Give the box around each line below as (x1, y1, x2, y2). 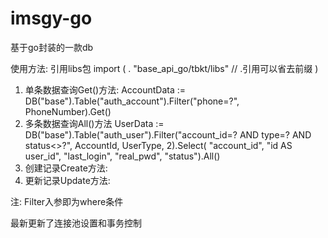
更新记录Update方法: (24, 174, 111, 186)
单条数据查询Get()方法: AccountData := (24, 83, 187, 96)
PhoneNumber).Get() (24, 105, 112, 117)
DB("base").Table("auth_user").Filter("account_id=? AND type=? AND (24, 128, 312, 141)
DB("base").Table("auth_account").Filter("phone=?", (24, 95, 240, 107)
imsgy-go (10, 7, 93, 30)
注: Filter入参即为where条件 (10, 195, 124, 207)
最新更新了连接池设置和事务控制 (10, 217, 142, 229)
